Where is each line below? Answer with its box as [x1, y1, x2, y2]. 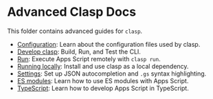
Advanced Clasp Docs [7, 4, 136, 20]
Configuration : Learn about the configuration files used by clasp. [16, 40, 201, 48]
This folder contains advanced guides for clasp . [7, 27, 143, 35]
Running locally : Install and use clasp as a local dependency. [16, 62, 189, 70]
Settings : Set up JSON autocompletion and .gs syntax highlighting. [16, 69, 207, 78]
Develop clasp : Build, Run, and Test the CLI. [16, 47, 141, 56]
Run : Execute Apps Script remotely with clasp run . [16, 54, 161, 63]
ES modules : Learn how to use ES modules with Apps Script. [16, 76, 189, 85]
